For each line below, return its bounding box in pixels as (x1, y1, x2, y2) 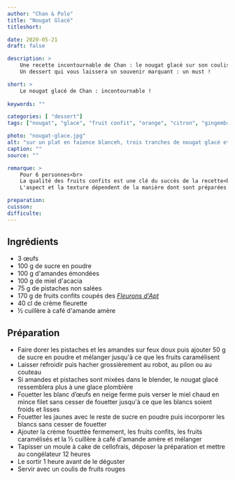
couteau (17, 368, 42, 376)
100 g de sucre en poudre (17, 262, 92, 270)
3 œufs (17, 254, 38, 263)
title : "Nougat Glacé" (7, 17, 73, 24)
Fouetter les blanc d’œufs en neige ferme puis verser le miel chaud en (17, 390, 220, 399)
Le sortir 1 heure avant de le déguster (17, 458, 125, 466)
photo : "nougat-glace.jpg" (7, 133, 86, 140)
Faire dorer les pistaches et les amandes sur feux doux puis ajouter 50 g (17, 345, 226, 354)
